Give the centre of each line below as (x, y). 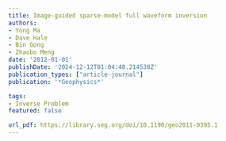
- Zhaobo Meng (32, 52)
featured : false (35, 111)
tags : (17, 96)
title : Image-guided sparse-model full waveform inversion (108, 15)
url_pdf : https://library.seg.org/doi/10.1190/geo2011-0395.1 (113, 125)
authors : (23, 23)
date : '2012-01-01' (40, 60)
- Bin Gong (26, 45)
